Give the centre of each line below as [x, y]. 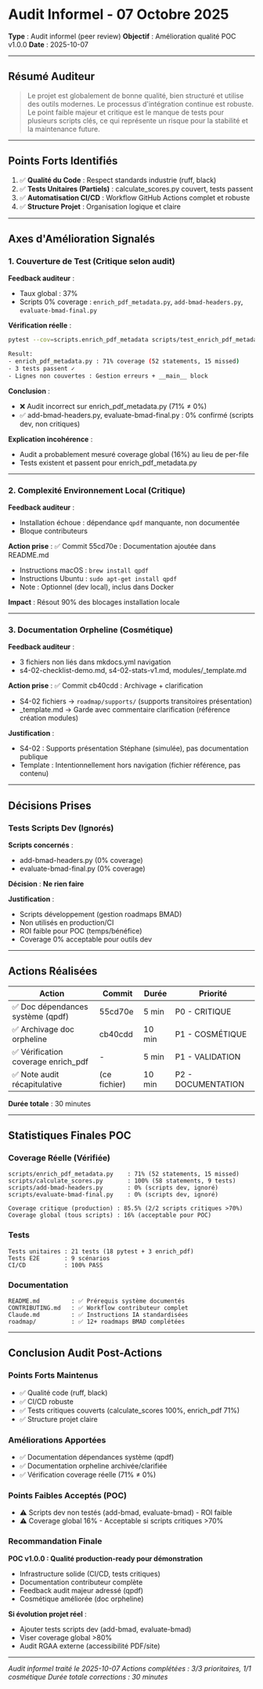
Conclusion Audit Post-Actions [85, 1353]
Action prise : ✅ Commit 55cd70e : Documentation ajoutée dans [112, 546]
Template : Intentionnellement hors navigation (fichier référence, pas [130, 765]
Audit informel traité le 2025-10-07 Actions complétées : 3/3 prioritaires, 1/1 [130, 1668]
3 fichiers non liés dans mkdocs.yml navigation [95, 662]
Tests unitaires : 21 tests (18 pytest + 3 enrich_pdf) [101, 1251]
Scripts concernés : [41, 845]
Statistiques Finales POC [70, 1136]
